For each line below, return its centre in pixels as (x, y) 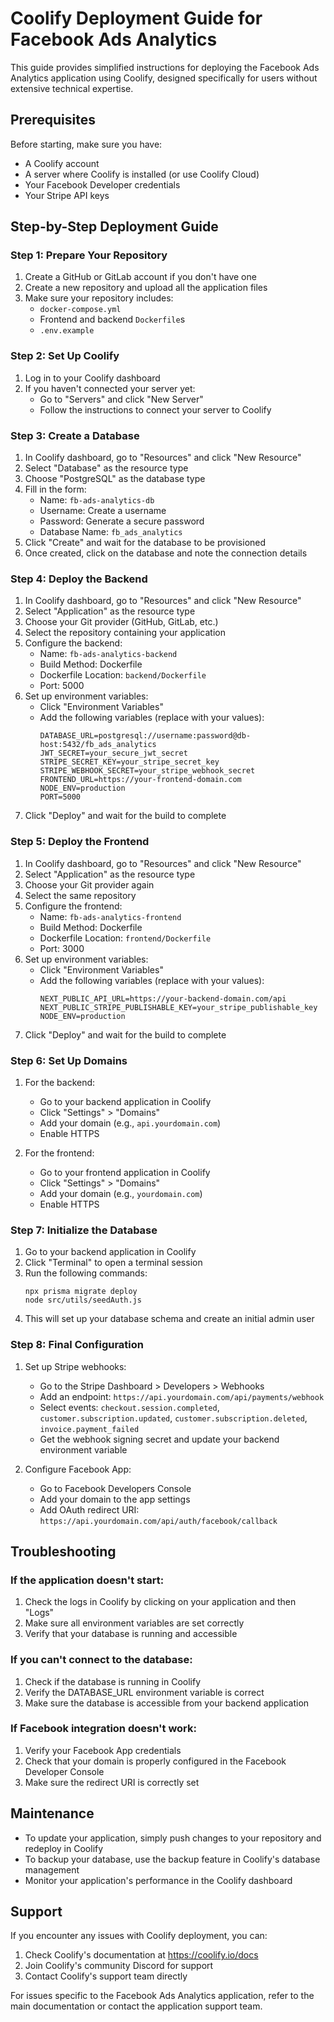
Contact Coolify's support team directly (106, 1976)
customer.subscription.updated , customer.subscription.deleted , (173, 1418)
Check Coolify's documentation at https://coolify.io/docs (141, 1955)
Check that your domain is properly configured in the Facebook (155, 1761)
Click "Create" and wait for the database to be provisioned (145, 543)
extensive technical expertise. (72, 88)
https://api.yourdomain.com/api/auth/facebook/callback (158, 1521)
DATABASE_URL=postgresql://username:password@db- (145, 736)
